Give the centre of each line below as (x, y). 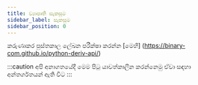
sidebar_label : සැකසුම (39, 20)
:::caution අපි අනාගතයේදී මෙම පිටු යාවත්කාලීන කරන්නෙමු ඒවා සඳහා (99, 66)
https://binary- (165, 46)
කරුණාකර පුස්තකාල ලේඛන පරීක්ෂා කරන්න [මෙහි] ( (76, 46)
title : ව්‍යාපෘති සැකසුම (37, 13)
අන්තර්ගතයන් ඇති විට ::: (40, 74)
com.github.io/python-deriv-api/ (53, 53)
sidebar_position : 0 (37, 26)
